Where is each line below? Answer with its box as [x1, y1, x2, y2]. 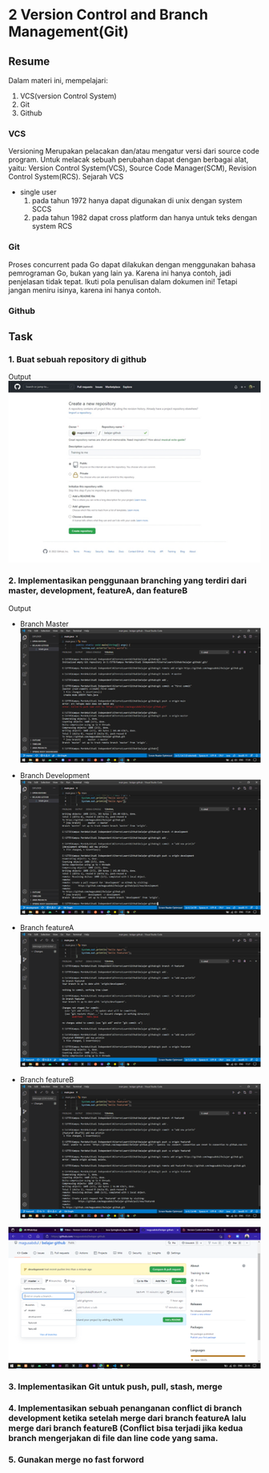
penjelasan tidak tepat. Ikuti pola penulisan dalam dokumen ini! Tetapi [8, 276, 238, 286]
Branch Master [19, 619, 70, 628]
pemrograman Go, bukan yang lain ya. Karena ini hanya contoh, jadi [8, 268, 232, 278]
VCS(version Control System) [19, 91, 118, 101]
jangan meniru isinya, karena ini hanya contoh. [8, 285, 162, 295]
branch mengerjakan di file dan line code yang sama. [8, 1433, 219, 1444]
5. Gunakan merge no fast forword [8, 1455, 144, 1466]
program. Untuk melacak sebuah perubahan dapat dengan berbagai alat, [8, 155, 249, 165]
